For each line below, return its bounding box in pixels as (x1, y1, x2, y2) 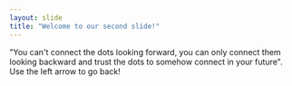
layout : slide (9, 13, 63, 23)
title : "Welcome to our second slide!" (9, 22, 161, 31)
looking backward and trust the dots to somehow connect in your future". (9, 56, 283, 67)
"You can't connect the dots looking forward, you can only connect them (9, 46, 281, 57)
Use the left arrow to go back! (9, 65, 121, 77)
